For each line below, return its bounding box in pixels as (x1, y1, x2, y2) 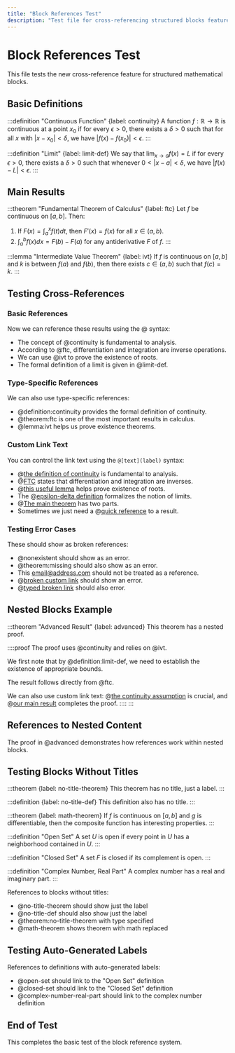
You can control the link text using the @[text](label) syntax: (7, 456, 185, 464)
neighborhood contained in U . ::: (7, 840, 101, 848)
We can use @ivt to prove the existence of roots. (17, 353, 159, 362)
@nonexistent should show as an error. (17, 553, 131, 562)
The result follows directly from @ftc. (7, 678, 114, 686)
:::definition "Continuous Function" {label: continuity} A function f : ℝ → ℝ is (7, 117, 226, 125)
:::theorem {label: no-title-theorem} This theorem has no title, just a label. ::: (7, 784, 225, 793)
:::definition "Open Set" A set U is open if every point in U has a (7, 832, 190, 841)
